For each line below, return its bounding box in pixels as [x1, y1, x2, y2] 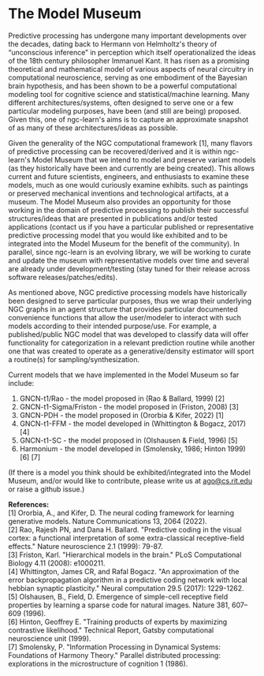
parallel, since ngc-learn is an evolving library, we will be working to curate [8, 247, 251, 256]
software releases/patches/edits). [8, 272, 118, 282]
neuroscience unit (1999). [8, 633, 91, 643]
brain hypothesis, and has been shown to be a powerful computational [8, 80, 237, 91]
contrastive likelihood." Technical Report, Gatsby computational [8, 625, 214, 635]
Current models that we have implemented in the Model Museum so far [8, 370, 240, 379]
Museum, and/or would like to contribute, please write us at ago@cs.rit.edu [8, 476, 253, 485]
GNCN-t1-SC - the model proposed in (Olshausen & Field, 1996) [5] [19, 435, 238, 445]
